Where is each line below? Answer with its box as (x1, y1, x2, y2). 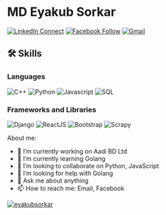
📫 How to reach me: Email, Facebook (17, 184, 125, 192)
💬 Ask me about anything (17, 176, 89, 185)
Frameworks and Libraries (7, 105, 96, 114)
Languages (7, 72, 46, 81)
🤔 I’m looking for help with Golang (17, 169, 114, 177)
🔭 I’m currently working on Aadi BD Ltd (17, 147, 127, 155)
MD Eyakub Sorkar (7, 4, 116, 20)
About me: (7, 134, 37, 142)
